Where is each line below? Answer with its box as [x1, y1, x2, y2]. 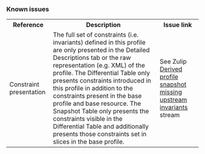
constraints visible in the [52, 115, 123, 123]
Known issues [6, 5, 49, 13]
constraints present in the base [52, 92, 142, 100]
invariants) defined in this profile [52, 38, 146, 47]
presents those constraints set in [52, 130, 147, 139]
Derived [159, 65, 183, 73]
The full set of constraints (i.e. [52, 31, 139, 39]
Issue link [164, 21, 192, 29]
